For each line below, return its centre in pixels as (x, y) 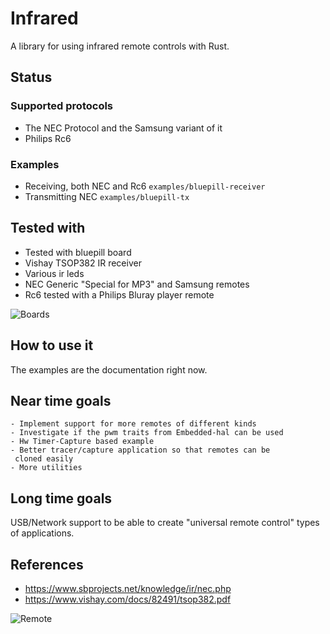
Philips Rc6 (48, 138)
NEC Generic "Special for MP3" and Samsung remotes (137, 284)
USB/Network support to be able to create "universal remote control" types (165, 523)
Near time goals (61, 400)
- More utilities (46, 468)
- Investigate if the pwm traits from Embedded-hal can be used (147, 433)
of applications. (42, 533)
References (47, 564)
